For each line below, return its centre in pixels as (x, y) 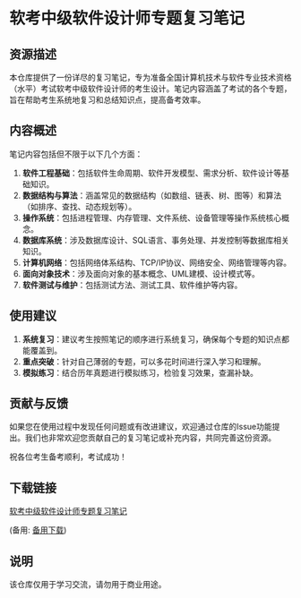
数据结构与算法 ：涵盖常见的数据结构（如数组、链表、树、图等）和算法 (152, 195)
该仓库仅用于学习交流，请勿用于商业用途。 (88, 585)
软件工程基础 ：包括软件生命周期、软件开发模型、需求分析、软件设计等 (152, 173)
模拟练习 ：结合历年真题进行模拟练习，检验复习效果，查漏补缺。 (140, 372)
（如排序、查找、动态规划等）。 (79, 206)
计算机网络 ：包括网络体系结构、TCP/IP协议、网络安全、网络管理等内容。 (157, 262)
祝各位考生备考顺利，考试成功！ (68, 457)
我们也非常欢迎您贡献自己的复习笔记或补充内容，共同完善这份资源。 (150, 438)
